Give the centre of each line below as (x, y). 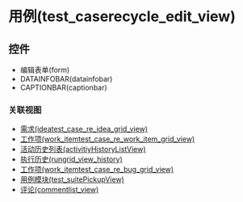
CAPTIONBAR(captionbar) (63, 87)
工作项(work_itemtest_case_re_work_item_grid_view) (107, 139)
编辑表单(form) (45, 70)
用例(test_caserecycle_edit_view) (122, 17)
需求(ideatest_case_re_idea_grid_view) (84, 129)
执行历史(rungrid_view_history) (71, 159)
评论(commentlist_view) (59, 190)
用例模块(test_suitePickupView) (72, 179)
